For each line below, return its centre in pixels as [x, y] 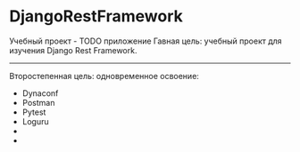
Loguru [35, 121]
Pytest [34, 112]
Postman [38, 102]
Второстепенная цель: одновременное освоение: [104, 76]
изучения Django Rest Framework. [73, 50]
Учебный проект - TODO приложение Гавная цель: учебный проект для [146, 41]
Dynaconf [40, 93]
